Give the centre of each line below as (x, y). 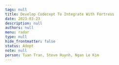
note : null (16, 50)
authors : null (20, 28)
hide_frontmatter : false (30, 42)
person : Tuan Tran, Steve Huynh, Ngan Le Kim (52, 55)
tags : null (16, 10)
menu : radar (17, 32)
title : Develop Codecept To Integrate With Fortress (60, 14)
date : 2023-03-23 (23, 19)
